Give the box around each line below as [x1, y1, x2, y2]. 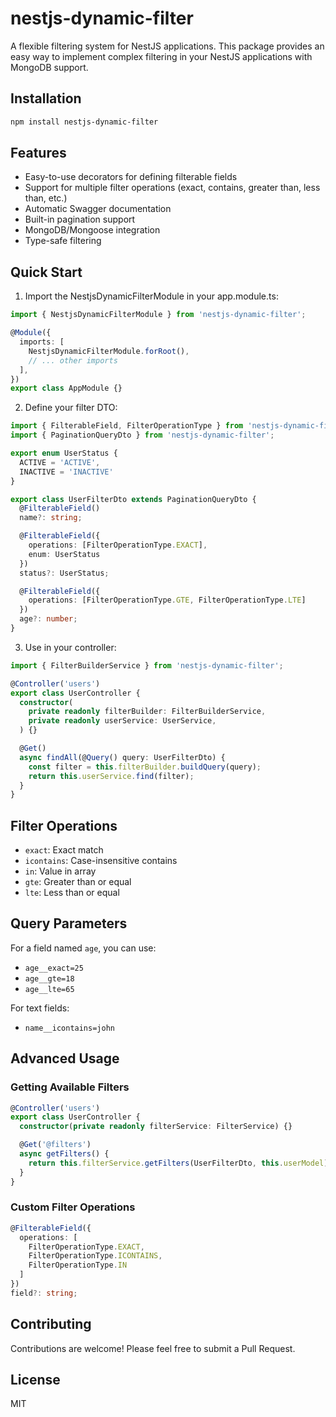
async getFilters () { [19, 1149, 110, 1159]
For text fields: [10, 1002, 70, 1014]
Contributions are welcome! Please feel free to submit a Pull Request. [10, 1342, 296, 1354]
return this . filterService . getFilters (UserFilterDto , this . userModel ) [28, 1158, 329, 1168]
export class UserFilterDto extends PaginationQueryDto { [10, 494, 257, 504]
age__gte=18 [24, 973, 75, 984]
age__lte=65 [24, 984, 75, 994]
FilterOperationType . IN [28, 1260, 128, 1271]
